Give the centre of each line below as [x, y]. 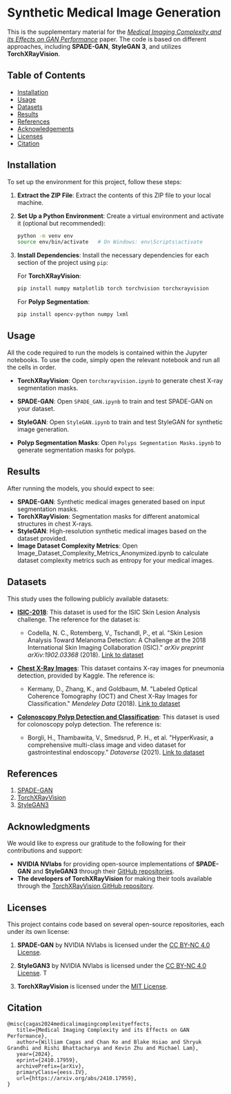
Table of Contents [47, 76]
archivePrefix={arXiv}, [50, 1066]
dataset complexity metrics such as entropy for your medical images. [115, 560]
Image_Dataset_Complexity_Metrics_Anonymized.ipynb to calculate [113, 553]
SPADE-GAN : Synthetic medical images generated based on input [111, 501]
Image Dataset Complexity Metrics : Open [77, 546]
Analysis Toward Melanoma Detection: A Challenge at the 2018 [117, 640]
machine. [30, 202]
